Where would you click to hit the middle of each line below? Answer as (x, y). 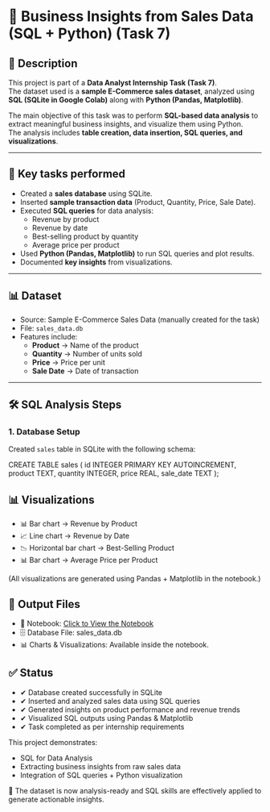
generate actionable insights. (56, 799)
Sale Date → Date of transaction (85, 371)
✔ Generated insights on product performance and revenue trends (130, 710)
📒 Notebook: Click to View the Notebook (87, 623)
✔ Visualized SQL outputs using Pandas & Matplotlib (106, 718)
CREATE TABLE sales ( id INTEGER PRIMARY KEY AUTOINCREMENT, (123, 465)
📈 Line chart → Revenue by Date (75, 536)
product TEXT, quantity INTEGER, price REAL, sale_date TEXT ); (114, 473)
